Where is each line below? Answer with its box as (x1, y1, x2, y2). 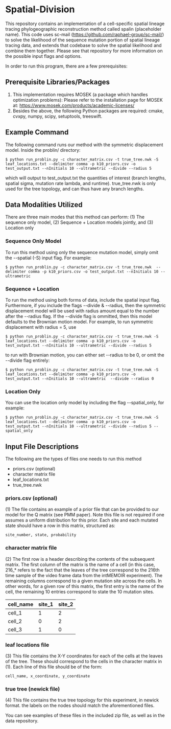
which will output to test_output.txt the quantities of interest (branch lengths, (5, 175, 166, 181)
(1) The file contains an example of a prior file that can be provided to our (5, 506, 159, 512)
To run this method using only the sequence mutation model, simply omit (5, 249, 159, 255)
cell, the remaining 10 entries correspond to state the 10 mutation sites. (5, 588, 155, 595)
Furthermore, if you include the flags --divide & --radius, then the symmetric (5, 302, 166, 308)
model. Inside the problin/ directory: (5, 147, 81, 153)
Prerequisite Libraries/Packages (5, 78, 110, 86)
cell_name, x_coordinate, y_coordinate (5, 673, 90, 678)
